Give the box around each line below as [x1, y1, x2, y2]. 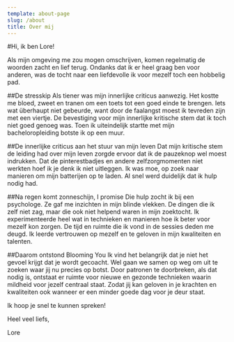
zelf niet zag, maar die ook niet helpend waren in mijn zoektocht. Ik [7, 207, 200, 216]
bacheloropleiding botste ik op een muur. [7, 128, 125, 137]
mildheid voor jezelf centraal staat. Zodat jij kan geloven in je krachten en [7, 281, 217, 289]
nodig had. [7, 179, 38, 188]
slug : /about [7, 17, 45, 24]
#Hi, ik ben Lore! [7, 43, 55, 51]
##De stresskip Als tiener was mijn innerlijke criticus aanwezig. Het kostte [7, 91, 219, 100]
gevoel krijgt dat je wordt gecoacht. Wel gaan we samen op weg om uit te [7, 258, 218, 267]
